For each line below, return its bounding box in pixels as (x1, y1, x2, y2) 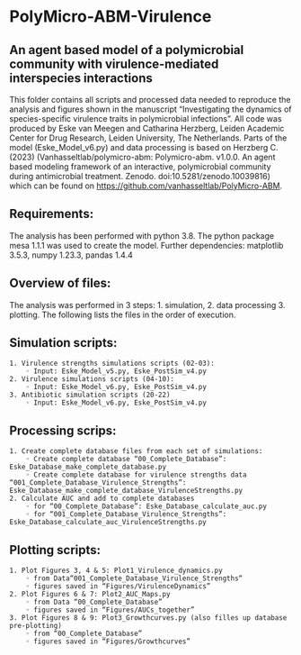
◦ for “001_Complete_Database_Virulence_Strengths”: (25, 510, 227, 519)
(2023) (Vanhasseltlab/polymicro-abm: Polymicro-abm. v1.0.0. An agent (9, 151, 276, 162)
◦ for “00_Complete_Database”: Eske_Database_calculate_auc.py (25, 502, 268, 511)
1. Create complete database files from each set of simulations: (9, 447, 263, 456)
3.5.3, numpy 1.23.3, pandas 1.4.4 (9, 250, 133, 260)
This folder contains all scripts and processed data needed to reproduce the (9, 95, 291, 105)
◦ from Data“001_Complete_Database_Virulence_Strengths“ (25, 574, 243, 583)
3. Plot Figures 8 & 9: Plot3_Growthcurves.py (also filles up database (9, 614, 288, 623)
